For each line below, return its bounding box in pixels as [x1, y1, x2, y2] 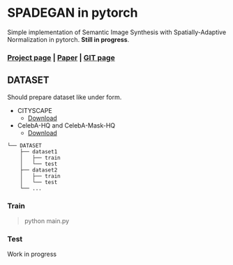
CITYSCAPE [17, 106, 52, 114]
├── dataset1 [20, 148, 58, 155]
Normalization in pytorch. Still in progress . [7, 35, 130, 43]
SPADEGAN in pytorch [7, 5, 138, 21]
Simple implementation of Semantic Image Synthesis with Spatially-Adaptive [7, 28, 227, 36]
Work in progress [7, 250, 57, 259]
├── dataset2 [20, 166, 58, 174]
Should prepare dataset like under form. [7, 93, 122, 101]
